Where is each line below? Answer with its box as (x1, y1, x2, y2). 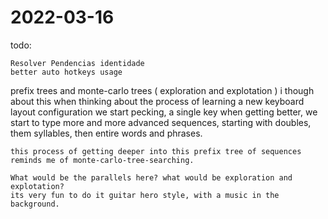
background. (10, 199, 60, 209)
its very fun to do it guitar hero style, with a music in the (10, 190, 280, 200)
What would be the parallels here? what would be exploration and (10, 172, 293, 183)
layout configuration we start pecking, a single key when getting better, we (10, 106, 318, 118)
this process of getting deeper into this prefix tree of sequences (10, 146, 302, 156)
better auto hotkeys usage (10, 67, 123, 77)
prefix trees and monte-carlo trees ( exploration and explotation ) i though (10, 84, 315, 96)
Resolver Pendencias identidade (10, 58, 145, 68)
